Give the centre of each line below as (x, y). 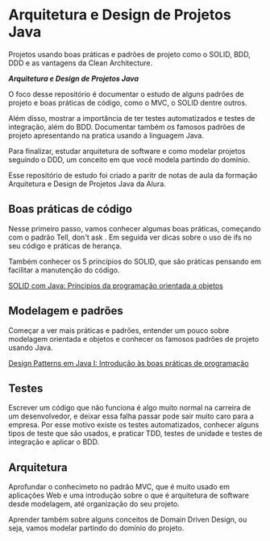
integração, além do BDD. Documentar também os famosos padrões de (127, 127)
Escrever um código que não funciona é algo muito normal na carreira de (130, 408)
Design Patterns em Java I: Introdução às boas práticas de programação (129, 363)
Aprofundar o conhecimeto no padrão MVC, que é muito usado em (119, 487)
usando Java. (31, 347)
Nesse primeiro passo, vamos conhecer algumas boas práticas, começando (135, 228)
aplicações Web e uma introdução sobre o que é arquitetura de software (129, 495)
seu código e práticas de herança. (65, 246)
